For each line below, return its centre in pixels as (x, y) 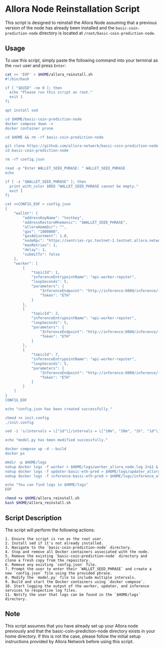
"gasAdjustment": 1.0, (46, 236)
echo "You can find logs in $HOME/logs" (47, 485)
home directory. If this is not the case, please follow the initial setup (73, 636)
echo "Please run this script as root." (51, 92)
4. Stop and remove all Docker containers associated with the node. (77, 552)
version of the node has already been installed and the (60, 27)
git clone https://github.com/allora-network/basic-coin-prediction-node (82, 146)
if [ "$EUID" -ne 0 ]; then (34, 88)
